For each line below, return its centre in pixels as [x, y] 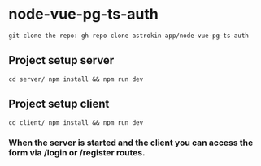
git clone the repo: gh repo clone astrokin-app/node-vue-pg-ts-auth [129, 36]
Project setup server [61, 60]
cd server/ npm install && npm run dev [76, 79]
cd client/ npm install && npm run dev [76, 122]
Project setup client [59, 104]
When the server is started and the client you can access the [131, 143]
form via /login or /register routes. [77, 153]
